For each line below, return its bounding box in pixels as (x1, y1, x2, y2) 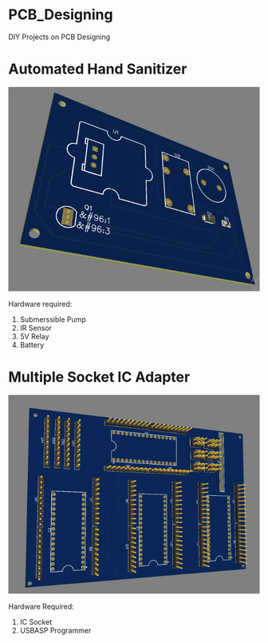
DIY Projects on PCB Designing (8, 32, 111, 42)
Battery (19, 340, 45, 349)
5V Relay (19, 331, 49, 341)
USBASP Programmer (19, 625, 92, 636)
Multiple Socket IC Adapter (8, 368, 191, 387)
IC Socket (19, 617, 53, 627)
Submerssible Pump (19, 315, 86, 324)
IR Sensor (19, 323, 52, 332)
